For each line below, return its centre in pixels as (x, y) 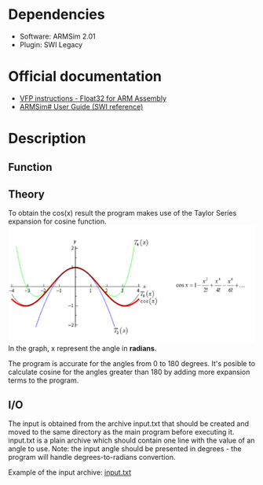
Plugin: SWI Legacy (51, 44)
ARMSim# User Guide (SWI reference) (81, 106)
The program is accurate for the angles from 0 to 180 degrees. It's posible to (132, 363)
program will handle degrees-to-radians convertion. (92, 457)
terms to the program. (44, 380)
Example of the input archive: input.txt (70, 472)
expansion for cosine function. (58, 221)
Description (47, 139)
